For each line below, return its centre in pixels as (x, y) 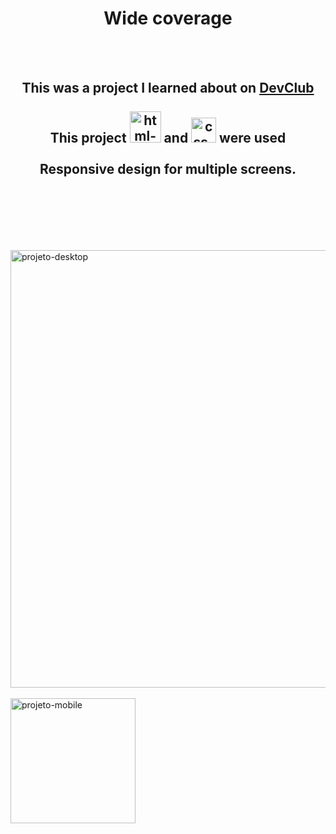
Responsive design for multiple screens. (168, 169)
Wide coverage (168, 18)
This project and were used (168, 138)
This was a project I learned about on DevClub (168, 88)
